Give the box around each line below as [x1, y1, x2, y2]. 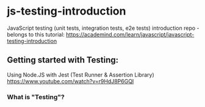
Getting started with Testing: [7, 55, 119, 65]
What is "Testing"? [7, 92, 65, 101]
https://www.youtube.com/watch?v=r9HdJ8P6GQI [7, 77, 134, 85]
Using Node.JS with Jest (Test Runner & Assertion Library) [7, 71, 154, 78]
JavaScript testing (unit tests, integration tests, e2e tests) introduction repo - [7, 24, 200, 32]
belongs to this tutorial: [7, 30, 65, 38]
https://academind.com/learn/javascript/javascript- [65, 30, 195, 38]
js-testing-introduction [7, 4, 126, 18]
